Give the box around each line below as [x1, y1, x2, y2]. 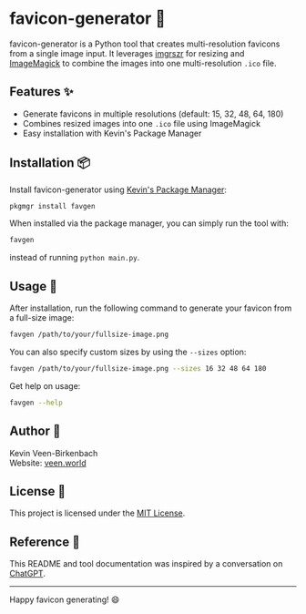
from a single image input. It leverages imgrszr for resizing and [9, 47, 245, 58]
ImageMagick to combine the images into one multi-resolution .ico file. [9, 57, 277, 68]
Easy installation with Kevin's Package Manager [22, 128, 202, 138]
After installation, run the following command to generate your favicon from [9, 302, 292, 313]
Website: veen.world [9, 457, 87, 468]
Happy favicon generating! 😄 [9, 594, 120, 605]
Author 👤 [9, 424, 61, 439]
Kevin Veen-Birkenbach [9, 447, 98, 458]
